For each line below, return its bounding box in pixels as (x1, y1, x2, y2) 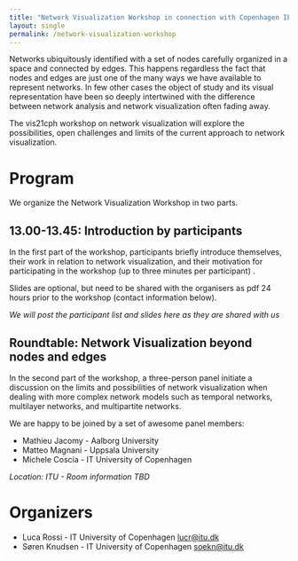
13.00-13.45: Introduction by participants (9, 223, 243, 238)
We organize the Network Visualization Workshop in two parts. (9, 197, 239, 209)
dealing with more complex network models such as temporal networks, (9, 391, 273, 402)
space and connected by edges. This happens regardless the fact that (9, 63, 266, 74)
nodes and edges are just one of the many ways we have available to (9, 73, 262, 83)
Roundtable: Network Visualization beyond (9, 335, 253, 351)
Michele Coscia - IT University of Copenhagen (21, 454, 192, 464)
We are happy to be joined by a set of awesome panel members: (9, 418, 245, 429)
